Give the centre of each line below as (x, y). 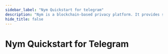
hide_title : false (24, 19)
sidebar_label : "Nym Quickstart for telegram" (54, 10)
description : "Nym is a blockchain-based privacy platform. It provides (82, 14)
